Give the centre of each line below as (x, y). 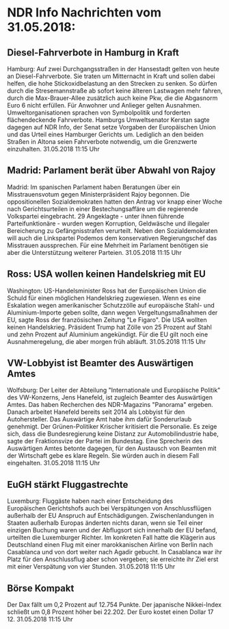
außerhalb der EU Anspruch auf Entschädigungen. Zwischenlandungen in (110, 516)
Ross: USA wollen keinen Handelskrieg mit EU (107, 274)
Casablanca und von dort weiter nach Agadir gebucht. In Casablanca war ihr (115, 552)
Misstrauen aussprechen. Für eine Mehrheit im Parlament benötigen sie (108, 245)
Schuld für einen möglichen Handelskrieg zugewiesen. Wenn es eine (104, 298)
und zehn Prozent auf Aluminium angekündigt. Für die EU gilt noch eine (108, 334)
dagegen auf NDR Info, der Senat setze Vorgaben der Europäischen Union (112, 127)
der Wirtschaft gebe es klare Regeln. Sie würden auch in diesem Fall (103, 456)
